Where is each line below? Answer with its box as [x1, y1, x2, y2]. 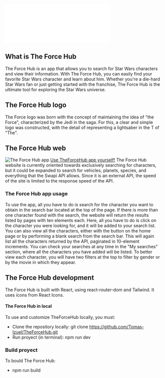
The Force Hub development [5, 273, 95, 282]
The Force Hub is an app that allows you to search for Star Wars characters [5, 66, 158, 72]
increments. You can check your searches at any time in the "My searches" [5, 243, 158, 249]
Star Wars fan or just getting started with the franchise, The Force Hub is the [5, 81, 161, 87]
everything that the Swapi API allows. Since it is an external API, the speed [5, 173, 156, 179]
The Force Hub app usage [5, 190, 68, 197]
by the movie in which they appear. [5, 259, 76, 265]
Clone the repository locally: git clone [12, 324, 89, 330]
